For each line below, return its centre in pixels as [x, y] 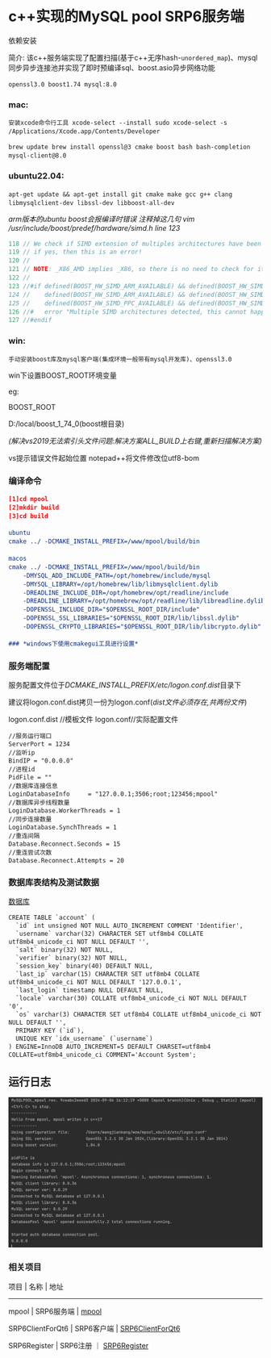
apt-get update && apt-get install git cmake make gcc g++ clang [120, 194]
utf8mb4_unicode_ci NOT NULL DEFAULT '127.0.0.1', [95, 982]
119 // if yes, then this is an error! [75, 252]
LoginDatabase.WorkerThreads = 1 [65, 811]
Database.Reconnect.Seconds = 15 [65, 844]
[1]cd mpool [28, 499]
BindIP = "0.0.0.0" [41, 760]
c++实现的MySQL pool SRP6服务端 [126, 17]
